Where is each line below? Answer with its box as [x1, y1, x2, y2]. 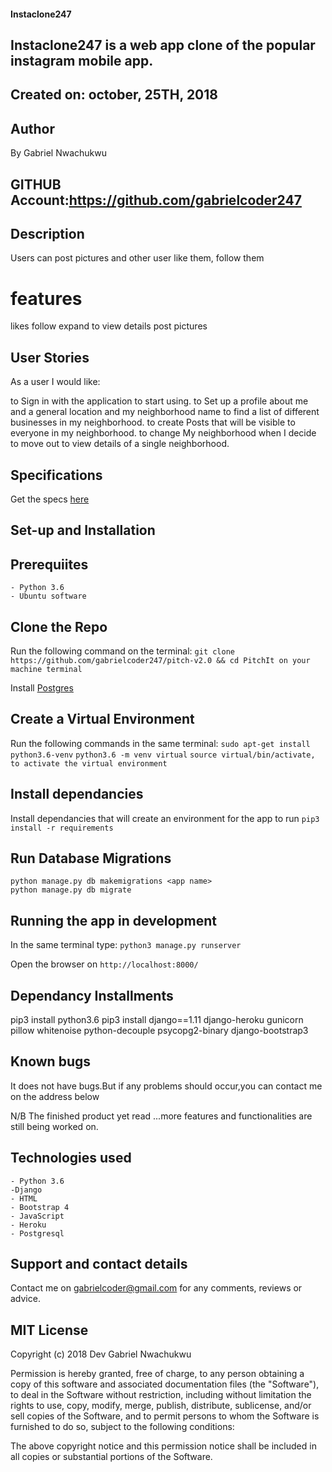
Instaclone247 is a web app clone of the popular [10, 36, 316, 54]
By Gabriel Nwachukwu [10, 147, 107, 159]
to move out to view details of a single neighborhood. [10, 438, 230, 450]
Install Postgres [10, 681, 74, 694]
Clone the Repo [10, 618, 108, 635]
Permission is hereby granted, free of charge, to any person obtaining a [10, 1368, 305, 1380]
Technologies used [10, 1150, 132, 1167]
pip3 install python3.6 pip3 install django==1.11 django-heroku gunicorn [10, 1014, 304, 1026]
